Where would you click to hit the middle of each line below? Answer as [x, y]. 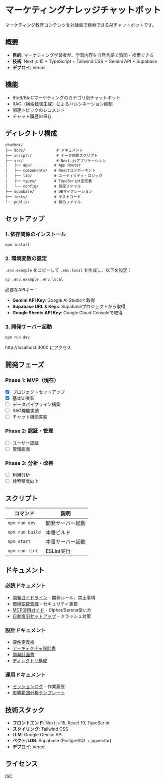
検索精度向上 [25, 481]
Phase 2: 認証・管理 [29, 431]
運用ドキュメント [26, 675]
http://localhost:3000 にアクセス [38, 348]
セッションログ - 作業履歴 [39, 687]
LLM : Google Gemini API [38, 735]
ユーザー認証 [25, 442]
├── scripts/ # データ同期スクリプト [51, 156]
